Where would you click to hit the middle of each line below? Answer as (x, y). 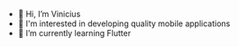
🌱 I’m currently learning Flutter (74, 33)
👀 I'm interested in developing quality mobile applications (124, 23)
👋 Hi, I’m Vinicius (49, 14)
